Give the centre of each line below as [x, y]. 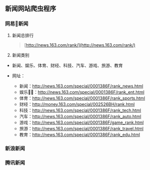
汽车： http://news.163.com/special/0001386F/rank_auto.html [80, 116]
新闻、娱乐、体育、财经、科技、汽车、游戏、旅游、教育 [67, 65]
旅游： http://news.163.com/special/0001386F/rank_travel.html [81, 128]
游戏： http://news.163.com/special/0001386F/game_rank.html [82, 122]
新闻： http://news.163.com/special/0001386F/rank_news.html [81, 86]
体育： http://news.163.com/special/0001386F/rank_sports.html [82, 98]
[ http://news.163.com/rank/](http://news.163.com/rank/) [80, 45]
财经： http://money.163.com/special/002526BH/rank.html [77, 104]
